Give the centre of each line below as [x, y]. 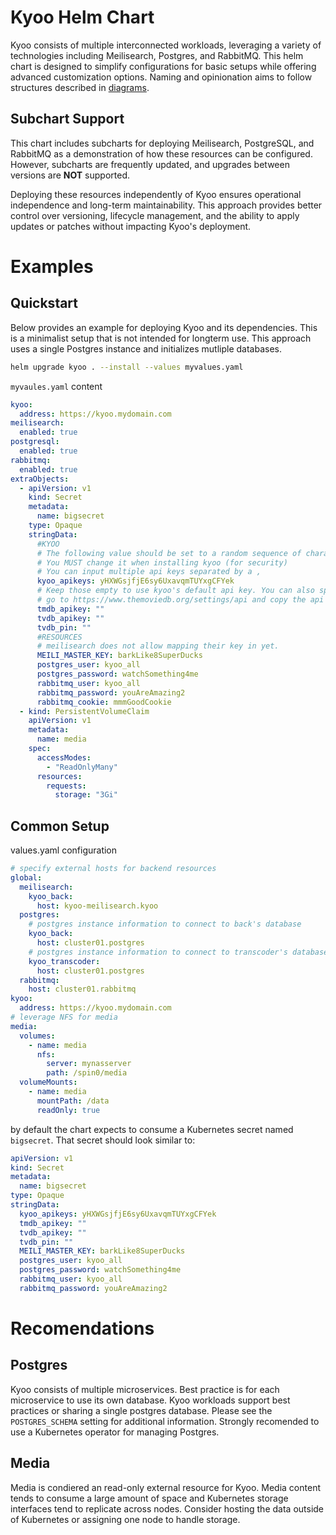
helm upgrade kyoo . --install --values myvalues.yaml [127, 367]
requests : [66, 786]
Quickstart [44, 303]
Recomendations [82, 1328]
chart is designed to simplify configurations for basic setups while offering [163, 66]
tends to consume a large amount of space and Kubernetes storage [149, 1498]
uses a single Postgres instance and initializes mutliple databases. [146, 348]
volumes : [37, 1036]
